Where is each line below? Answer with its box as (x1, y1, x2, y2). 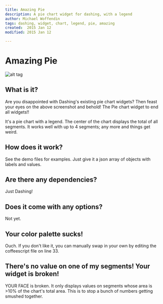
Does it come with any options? (5, 203, 103, 211)
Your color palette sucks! (5, 230, 83, 238)
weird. (5, 129, 18, 135)
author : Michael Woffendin (5, 16, 60, 21)
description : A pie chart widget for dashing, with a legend (5, 12, 133, 17)
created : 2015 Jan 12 (5, 25, 51, 30)
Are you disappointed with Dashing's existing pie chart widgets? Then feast (5, 98, 158, 104)
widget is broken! (5, 270, 60, 278)
